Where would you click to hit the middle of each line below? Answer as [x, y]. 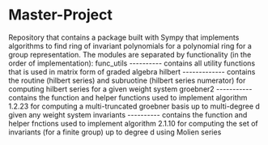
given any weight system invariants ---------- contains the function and [128, 114]
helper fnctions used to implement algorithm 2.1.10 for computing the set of [133, 123]
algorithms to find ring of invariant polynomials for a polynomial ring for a [130, 45]
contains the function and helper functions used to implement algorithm [128, 97]
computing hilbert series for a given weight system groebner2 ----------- [130, 89]
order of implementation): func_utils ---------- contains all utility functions [132, 63]
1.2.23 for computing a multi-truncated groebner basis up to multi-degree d [134, 106]
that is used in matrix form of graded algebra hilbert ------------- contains [132, 71]
